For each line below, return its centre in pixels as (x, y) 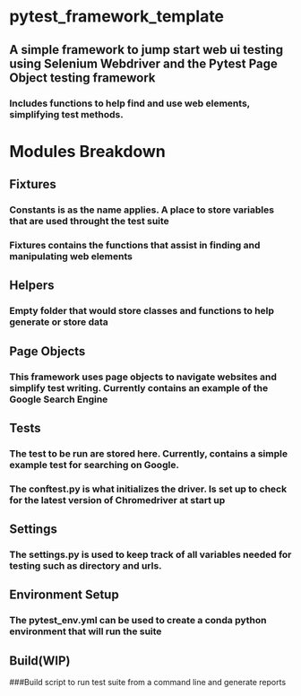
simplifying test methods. (66, 114)
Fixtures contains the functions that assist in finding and (135, 245)
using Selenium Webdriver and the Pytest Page (143, 63)
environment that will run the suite (86, 631)
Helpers (32, 286)
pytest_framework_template (117, 17)
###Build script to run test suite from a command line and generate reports (148, 683)
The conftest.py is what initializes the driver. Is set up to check (148, 489)
